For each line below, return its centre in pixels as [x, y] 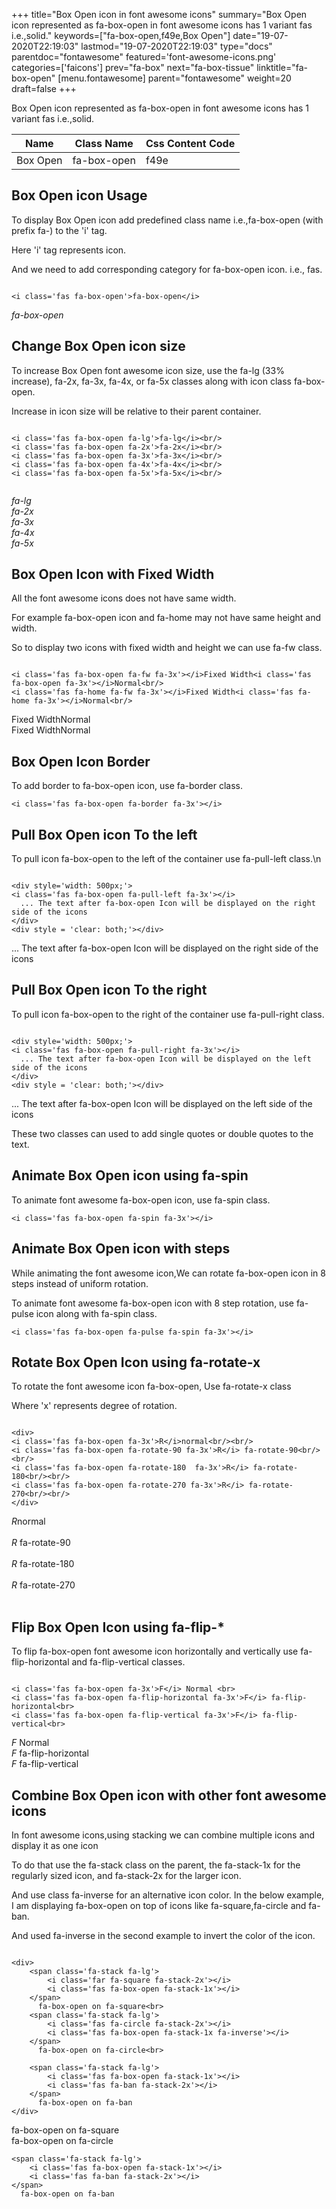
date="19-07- [260, 35]
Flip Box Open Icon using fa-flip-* [118, 1627]
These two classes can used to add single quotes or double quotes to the [162, 1133]
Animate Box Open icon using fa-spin [130, 1175]
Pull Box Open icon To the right [109, 990]
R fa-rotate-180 [43, 1564]
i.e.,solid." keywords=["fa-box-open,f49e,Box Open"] [121, 35]
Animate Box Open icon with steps [121, 1249]
